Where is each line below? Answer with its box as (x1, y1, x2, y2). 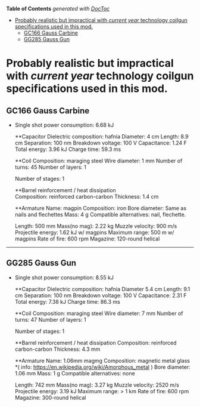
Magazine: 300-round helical (14, 394, 86, 401)
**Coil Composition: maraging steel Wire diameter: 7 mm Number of (14, 310, 183, 317)
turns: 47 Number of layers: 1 (14, 316, 86, 323)
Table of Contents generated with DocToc (6, 5, 110, 12)
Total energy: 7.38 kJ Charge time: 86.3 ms (14, 298, 120, 305)
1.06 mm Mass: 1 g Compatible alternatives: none (14, 369, 135, 377)
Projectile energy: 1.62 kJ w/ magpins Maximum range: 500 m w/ (14, 229, 174, 236)
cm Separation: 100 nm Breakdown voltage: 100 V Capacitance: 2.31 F (14, 292, 187, 299)
